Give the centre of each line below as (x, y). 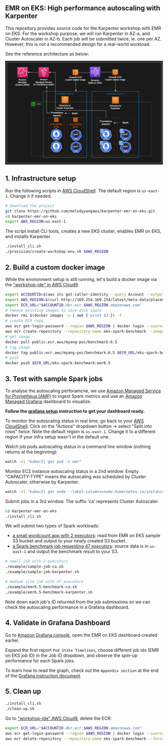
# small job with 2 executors (37, 561)
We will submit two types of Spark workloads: (52, 526)
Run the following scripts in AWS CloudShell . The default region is (73, 190)
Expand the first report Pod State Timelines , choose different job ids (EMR (82, 650)
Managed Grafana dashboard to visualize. (48, 401)
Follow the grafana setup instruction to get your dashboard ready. (75, 411)
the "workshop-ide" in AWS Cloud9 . (42, 285)
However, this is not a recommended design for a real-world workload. (78, 44)
